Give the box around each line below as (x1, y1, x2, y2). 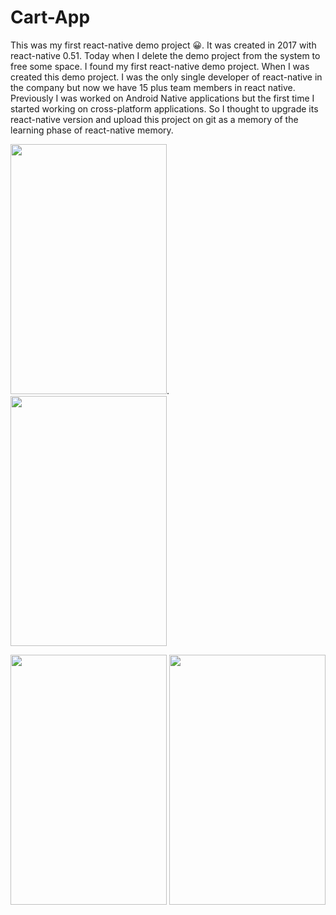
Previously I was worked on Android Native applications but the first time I (10, 92, 315, 104)
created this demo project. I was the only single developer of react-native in (10, 71, 323, 83)
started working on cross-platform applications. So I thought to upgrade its (10, 102, 319, 115)
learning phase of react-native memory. (10, 124, 174, 136)
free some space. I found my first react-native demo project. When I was (10, 60, 310, 72)
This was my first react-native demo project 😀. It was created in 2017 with (10, 39, 317, 51)
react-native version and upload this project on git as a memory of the (10, 113, 299, 125)
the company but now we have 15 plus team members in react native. (10, 81, 296, 93)
